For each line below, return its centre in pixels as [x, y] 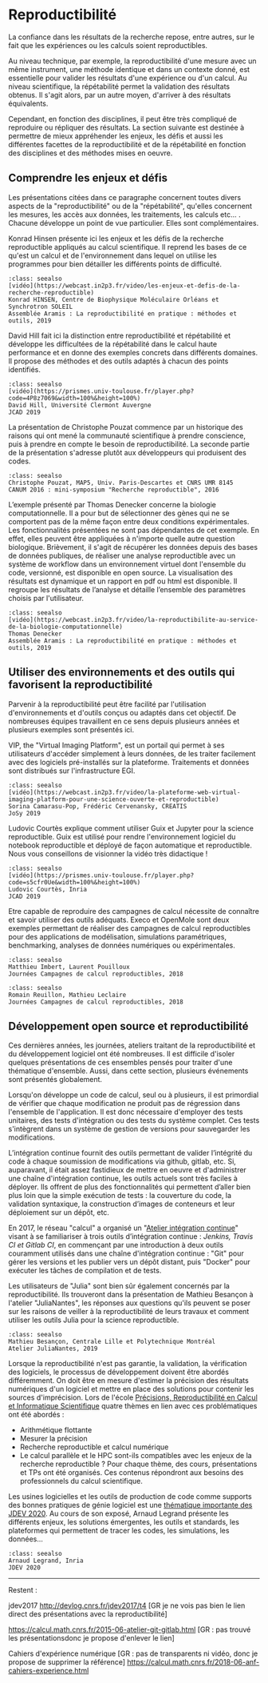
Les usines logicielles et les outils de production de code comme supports [130, 1497]
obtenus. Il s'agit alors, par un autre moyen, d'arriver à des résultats [120, 94]
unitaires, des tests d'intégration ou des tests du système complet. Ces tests [134, 1120]
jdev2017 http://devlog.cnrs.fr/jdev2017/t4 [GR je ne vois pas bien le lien [127, 1605]
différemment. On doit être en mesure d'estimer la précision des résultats [128, 1380]
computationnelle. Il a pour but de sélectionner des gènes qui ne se [119, 513]
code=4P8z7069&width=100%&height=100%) [75, 398]
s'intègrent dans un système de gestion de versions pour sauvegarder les [129, 1129]
